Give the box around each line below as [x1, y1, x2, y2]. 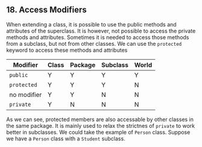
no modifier [9, 90, 42, 99]
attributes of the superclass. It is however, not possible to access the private [6, 27, 196, 34]
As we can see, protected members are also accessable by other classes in [6, 116, 194, 123]
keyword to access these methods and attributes [6, 46, 128, 54]
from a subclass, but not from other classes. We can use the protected [6, 40, 182, 47]
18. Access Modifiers [6, 5, 87, 15]
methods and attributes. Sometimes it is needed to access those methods [6, 33, 189, 41]
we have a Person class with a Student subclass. [6, 135, 125, 142]
